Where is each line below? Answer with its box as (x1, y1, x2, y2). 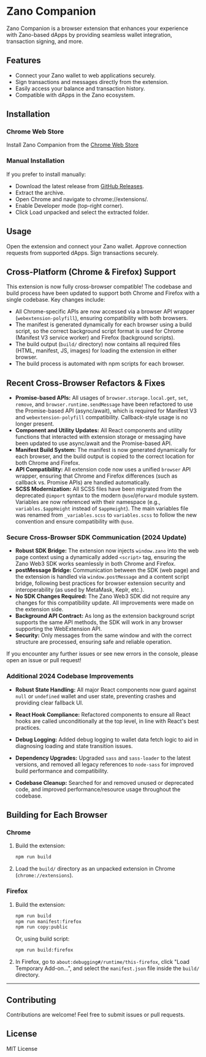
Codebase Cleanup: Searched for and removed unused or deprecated (15, 779, 194, 786)
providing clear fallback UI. (15, 699, 84, 706)
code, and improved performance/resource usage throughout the (15, 785, 181, 793)
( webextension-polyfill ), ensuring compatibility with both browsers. (15, 315, 188, 322)
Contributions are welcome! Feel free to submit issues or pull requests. (6, 1010, 185, 1018)
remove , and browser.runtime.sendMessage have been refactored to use (15, 400, 193, 408)
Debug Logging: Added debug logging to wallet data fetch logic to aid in (15, 736, 199, 743)
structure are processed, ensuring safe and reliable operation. (15, 638, 172, 646)
